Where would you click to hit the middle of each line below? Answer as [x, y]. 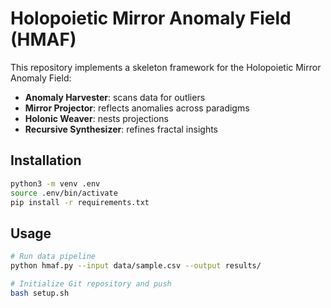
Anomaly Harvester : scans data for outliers [115, 97]
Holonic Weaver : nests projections [96, 118]
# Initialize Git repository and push [91, 283]
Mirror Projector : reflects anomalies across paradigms [137, 108]
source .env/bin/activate [64, 193]
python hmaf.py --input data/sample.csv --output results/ [136, 266]
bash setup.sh [40, 293]
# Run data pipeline [53, 257]
